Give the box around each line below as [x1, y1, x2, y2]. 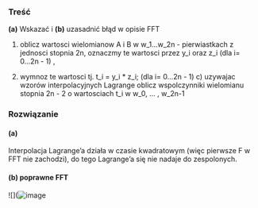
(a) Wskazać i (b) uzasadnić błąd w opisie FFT [8, 25, 160, 34]
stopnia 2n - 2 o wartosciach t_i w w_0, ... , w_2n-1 [19, 89, 185, 98]
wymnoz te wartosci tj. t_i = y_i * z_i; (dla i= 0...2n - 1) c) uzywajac [19, 72, 236, 82]
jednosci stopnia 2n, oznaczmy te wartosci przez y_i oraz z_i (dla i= [19, 48, 241, 58]
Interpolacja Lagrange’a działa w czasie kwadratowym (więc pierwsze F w [8, 146, 251, 156]
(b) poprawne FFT [8, 173, 69, 183]
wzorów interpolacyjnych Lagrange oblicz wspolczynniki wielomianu [19, 80, 245, 90]
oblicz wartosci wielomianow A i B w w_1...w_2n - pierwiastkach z [19, 40, 234, 49]
